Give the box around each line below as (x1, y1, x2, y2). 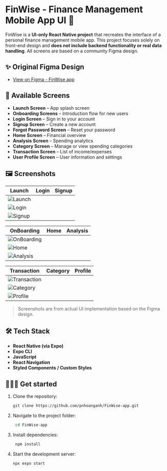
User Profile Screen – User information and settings (12, 154, 123, 160)
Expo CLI (12, 348, 32, 355)
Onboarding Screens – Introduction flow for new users (12, 110, 129, 116)
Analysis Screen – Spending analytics (12, 138, 93, 144)
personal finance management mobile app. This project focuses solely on (5, 37, 160, 43)
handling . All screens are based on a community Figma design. (5, 48, 139, 54)
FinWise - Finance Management (5, 4, 143, 15)
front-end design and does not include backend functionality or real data (5, 42, 162, 48)
